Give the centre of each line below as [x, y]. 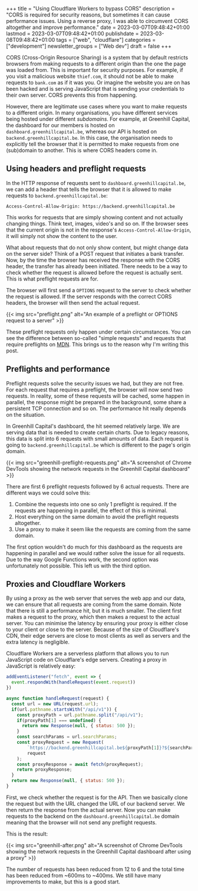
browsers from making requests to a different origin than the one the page [96, 64]
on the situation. [26, 414]
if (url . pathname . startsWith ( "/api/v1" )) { [64, 709]
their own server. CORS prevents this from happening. [72, 95]
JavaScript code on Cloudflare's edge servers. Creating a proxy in [86, 660]
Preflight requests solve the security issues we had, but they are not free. [95, 383]
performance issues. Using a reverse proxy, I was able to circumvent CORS [97, 21]
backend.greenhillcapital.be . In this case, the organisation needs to [89, 138]
